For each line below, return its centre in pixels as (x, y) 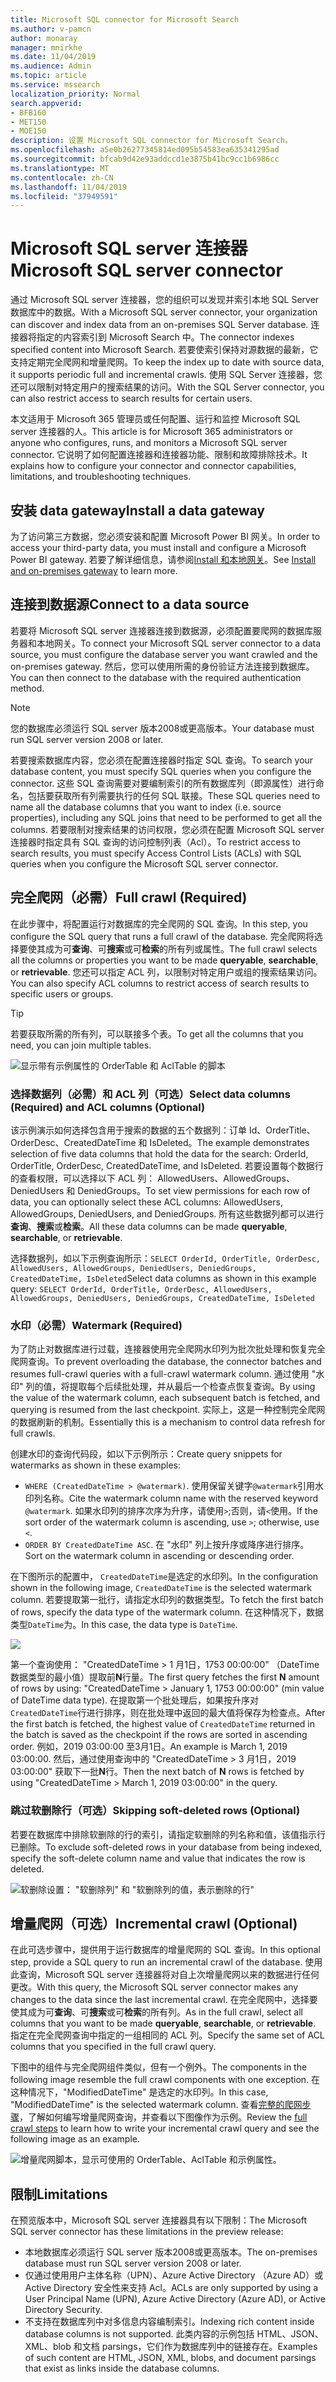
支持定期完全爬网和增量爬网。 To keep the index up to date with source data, (167, 362)
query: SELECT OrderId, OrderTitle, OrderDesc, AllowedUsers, (141, 1288)
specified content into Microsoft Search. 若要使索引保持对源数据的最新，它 (164, 350)
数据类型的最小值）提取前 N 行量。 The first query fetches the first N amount (165, 1677)
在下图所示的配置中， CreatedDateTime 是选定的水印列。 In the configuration (164, 1577)
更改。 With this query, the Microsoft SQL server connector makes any (154, 1987)
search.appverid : (46, 103)
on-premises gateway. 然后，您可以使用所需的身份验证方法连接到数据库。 (162, 666)
